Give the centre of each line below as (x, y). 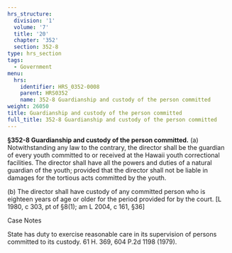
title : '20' (32, 34)
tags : (15, 60)
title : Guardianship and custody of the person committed (95, 113)
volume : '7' (32, 27)
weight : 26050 (28, 107)
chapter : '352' (36, 41)
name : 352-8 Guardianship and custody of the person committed (116, 100)
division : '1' (34, 21)
